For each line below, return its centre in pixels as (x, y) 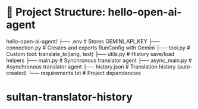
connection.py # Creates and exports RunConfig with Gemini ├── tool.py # (98, 48)
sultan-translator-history (69, 97)
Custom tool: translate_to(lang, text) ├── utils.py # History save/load (90, 54)
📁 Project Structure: (56, 12)
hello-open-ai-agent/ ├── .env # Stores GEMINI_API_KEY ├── (83, 41)
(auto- (185, 66)
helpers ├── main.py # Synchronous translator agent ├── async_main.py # (99, 60)
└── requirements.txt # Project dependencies (85, 73)
